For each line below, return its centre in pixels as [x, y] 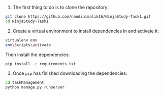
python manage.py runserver [35, 87]
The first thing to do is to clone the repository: [61, 7]
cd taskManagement [25, 83]
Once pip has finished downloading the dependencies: [70, 73]
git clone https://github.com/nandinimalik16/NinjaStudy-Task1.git [78, 17]
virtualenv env [21, 40]
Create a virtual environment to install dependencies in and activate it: [86, 31]
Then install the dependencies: [38, 55]
